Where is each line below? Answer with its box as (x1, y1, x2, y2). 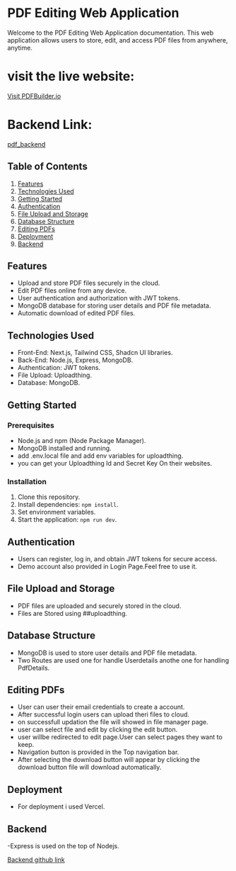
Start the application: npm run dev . (17, 515, 117, 524)
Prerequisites (7, 420, 54, 430)
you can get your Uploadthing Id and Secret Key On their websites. (17, 459, 213, 467)
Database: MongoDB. (17, 378, 80, 387)
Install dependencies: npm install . (17, 500, 119, 509)
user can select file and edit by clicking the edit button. (17, 725, 178, 734)
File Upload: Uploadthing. (17, 371, 92, 380)
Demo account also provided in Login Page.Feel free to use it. (17, 562, 198, 571)
